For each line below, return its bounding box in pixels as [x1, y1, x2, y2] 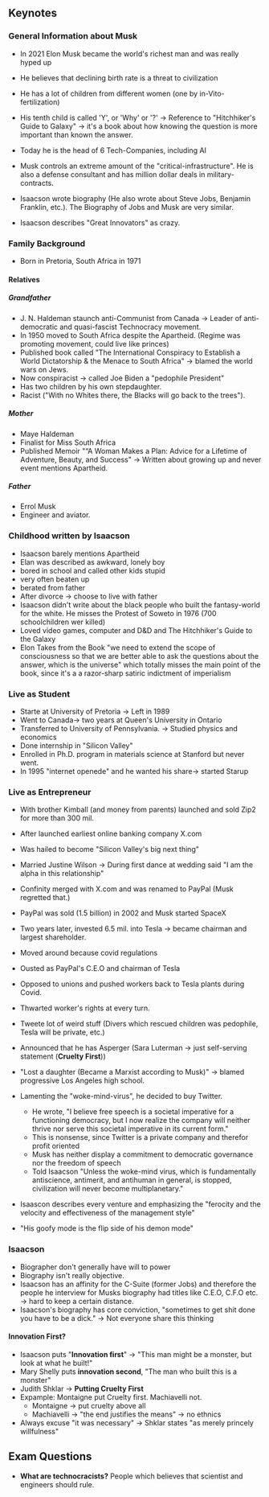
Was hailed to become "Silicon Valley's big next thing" [19, 845, 199, 854]
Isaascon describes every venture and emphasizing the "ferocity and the [19, 1199, 261, 1209]
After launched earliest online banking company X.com [19, 829, 202, 839]
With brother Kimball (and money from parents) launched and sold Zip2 [19, 804, 257, 815]
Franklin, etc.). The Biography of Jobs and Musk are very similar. [19, 202, 234, 212]
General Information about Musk [8, 31, 138, 42]
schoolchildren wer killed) [19, 617, 106, 627]
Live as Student [8, 688, 71, 699]
